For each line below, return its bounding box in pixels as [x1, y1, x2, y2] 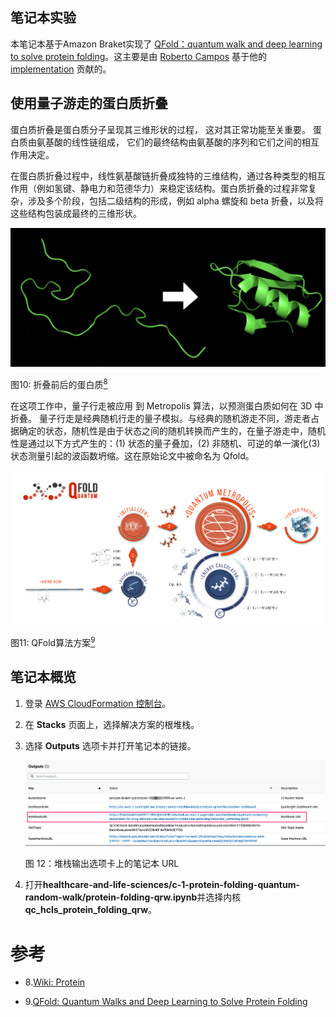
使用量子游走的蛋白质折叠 [10, 95, 168, 112]
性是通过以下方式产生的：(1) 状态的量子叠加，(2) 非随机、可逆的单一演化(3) [10, 437, 321, 449]
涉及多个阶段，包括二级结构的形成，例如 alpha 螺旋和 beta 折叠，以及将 [27, 194, 324, 207]
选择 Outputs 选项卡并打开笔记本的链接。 [24, 739, 197, 752]
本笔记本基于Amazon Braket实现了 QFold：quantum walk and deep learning [10, 38, 323, 50]
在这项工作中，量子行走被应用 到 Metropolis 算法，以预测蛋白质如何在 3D [10, 399, 313, 412]
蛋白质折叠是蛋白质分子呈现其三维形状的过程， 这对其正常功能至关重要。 [10, 123, 311, 135]
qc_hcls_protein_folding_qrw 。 [24, 904, 158, 916]
